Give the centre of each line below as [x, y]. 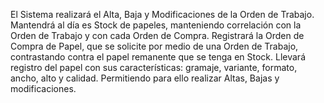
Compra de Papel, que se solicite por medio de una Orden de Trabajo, [154, 46]
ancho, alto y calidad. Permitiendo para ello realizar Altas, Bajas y [145, 78]
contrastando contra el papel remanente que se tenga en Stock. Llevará [158, 57]
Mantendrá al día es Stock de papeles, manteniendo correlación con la [156, 25]
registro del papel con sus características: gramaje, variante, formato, [154, 67]
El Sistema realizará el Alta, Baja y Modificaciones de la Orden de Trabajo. [162, 14]
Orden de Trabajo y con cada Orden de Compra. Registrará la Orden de [157, 35]
